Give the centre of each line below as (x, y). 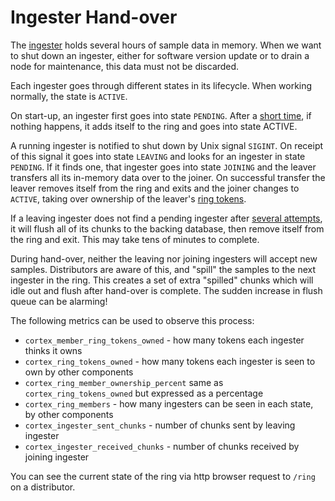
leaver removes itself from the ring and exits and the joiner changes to (155, 188)
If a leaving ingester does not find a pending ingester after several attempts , (166, 218)
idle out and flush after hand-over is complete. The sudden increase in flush (166, 290)
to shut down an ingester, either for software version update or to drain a (160, 55)
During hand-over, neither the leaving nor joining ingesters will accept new (164, 258)
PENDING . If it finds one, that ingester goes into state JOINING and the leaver (163, 167)
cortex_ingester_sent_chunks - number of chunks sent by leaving (160, 425)
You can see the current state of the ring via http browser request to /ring (163, 476)
